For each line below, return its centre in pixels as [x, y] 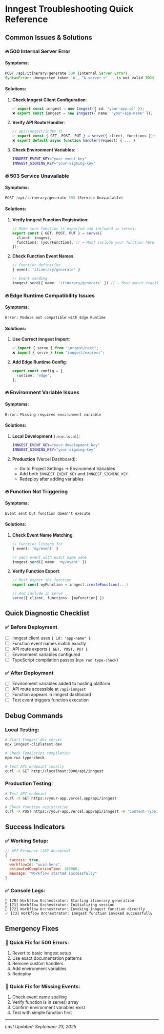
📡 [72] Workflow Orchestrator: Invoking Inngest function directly [75, 909]
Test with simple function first [42, 1013]
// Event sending [30, 279]
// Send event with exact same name [49, 557]
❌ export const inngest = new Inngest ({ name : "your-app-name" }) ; [82, 113]
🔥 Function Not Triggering [37, 491]
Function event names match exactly [49, 643]
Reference [26, 19]
